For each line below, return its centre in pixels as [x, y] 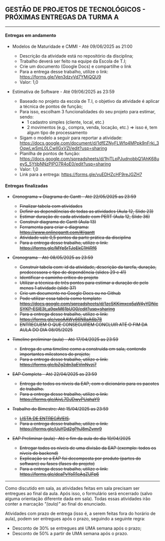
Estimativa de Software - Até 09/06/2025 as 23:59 [63, 92]
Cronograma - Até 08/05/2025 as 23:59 [53, 257]
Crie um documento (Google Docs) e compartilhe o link [75, 66]
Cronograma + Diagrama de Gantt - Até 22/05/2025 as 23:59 [74, 197]
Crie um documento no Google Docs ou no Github [70, 293]
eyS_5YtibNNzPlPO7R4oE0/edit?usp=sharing [65, 164]
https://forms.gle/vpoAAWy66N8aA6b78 [61, 319]
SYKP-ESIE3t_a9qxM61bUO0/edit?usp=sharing [67, 309]
